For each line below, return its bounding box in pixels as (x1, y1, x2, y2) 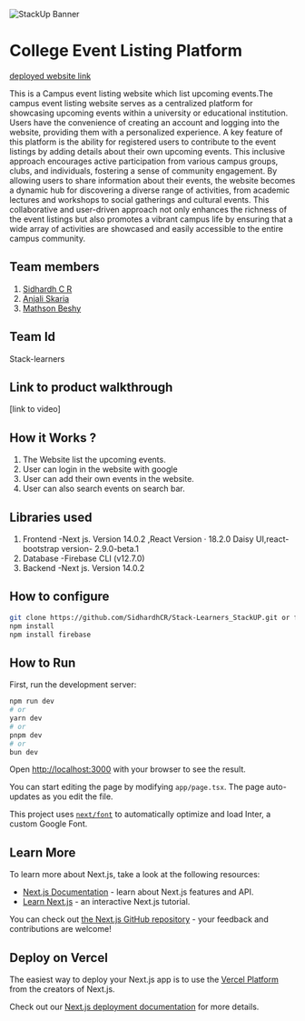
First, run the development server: (9, 679, 137, 690)
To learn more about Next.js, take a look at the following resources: (9, 869, 261, 880)
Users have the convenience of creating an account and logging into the (9, 116, 280, 127)
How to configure (9, 589, 110, 605)
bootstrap (22, 544, 60, 554)
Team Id (9, 329, 56, 345)
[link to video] (9, 404, 61, 415)
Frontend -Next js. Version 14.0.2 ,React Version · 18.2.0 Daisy (22, 534, 254, 545)
